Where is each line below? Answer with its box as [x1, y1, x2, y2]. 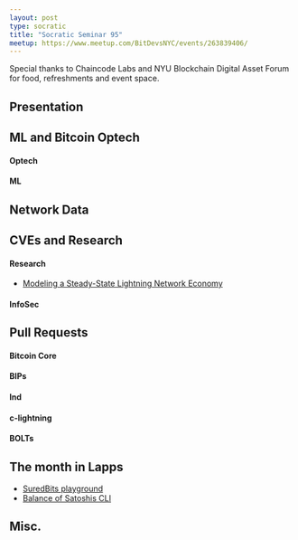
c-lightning [9, 412, 52, 423]
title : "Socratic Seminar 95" [9, 30, 124, 39]
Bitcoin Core [9, 350, 57, 361]
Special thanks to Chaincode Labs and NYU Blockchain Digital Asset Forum [9, 63, 290, 74]
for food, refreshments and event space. [9, 73, 160, 84]
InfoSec [9, 298, 40, 309]
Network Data [9, 202, 89, 217]
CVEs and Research [9, 232, 124, 248]
